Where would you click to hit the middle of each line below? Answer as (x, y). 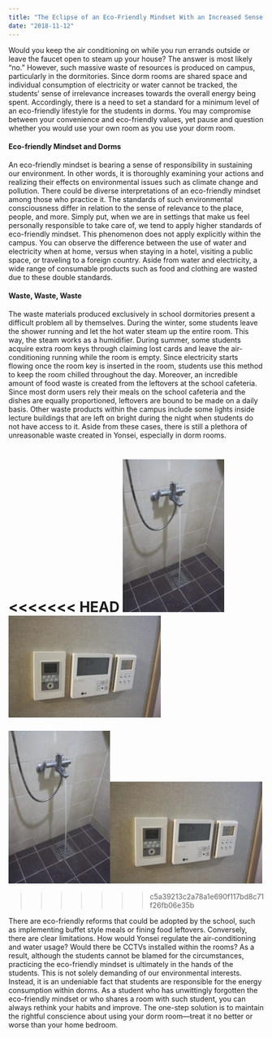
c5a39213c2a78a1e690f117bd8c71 (207, 896)
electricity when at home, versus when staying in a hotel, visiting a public (131, 251)
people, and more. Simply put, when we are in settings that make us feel (129, 217)
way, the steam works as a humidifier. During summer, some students (125, 340)
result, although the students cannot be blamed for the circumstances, (126, 955)
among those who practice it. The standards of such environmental (121, 199)
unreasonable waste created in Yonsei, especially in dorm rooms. (117, 435)
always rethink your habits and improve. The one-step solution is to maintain (136, 1007)
